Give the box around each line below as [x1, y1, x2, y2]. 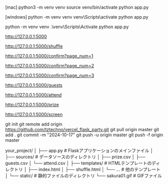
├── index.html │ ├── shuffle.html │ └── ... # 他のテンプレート [28, 166, 161, 172]
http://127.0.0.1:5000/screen [5, 112, 63, 117]
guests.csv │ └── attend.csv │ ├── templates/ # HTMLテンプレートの [5, 160, 152, 166]
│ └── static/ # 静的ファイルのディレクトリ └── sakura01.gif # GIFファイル [5, 173, 162, 178]
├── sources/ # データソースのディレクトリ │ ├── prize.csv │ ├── [5, 154, 146, 160]
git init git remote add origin [5, 121, 63, 127]
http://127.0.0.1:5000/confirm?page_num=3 [5, 72, 95, 78]
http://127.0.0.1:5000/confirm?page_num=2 [5, 63, 95, 68]
